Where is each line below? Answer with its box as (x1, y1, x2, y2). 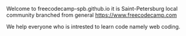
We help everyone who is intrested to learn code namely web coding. (6, 23, 181, 30)
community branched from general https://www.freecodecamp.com (6, 11, 177, 19)
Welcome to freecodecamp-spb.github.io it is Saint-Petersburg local (6, 5, 178, 12)
